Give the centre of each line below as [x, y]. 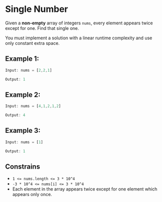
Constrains [23, 167]
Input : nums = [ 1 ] [24, 142]
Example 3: [23, 131]
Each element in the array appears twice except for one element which [85, 189]
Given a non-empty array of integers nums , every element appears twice [79, 23]
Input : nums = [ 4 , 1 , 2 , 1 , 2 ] [33, 106]
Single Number [37, 9]
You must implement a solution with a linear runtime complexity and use [79, 38]
